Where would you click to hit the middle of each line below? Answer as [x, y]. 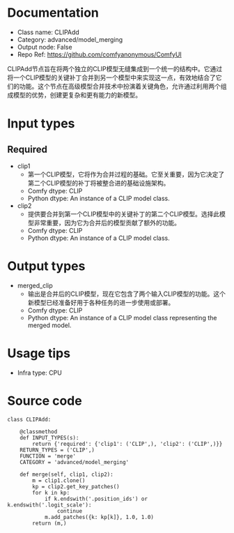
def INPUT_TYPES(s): [49, 437]
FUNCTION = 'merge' [48, 456]
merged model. [49, 325]
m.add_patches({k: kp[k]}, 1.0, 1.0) [99, 517]
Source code [45, 401]
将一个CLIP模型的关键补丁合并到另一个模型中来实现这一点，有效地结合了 [111, 77]
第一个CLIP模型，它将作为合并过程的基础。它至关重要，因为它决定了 [126, 174]
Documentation [53, 13]
